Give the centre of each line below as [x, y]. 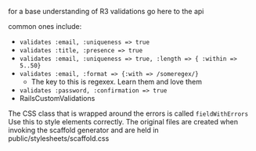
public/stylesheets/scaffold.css [59, 138]
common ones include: [45, 26]
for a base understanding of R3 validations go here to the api [106, 11]
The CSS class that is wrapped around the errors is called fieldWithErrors [128, 113]
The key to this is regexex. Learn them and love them [116, 82]
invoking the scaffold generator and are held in [83, 130]
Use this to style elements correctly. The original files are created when [123, 122]
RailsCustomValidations [57, 98]
